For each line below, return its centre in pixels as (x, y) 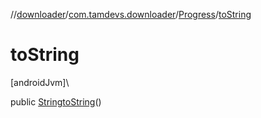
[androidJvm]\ (40, 82)
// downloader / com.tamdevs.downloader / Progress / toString (131, 14)
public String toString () (56, 101)
